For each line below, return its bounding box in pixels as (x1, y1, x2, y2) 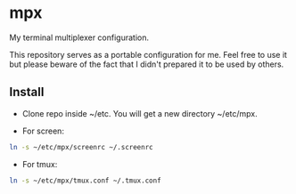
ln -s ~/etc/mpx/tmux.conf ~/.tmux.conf (9, 176, 162, 185)
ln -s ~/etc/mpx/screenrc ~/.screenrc (9, 142, 153, 151)
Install (9, 85, 45, 100)
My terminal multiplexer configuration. (9, 32, 150, 43)
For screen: (21, 125, 65, 136)
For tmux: (21, 158, 58, 169)
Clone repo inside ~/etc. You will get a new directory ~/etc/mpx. (21, 108, 258, 118)
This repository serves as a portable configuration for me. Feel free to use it (9, 49, 288, 60)
